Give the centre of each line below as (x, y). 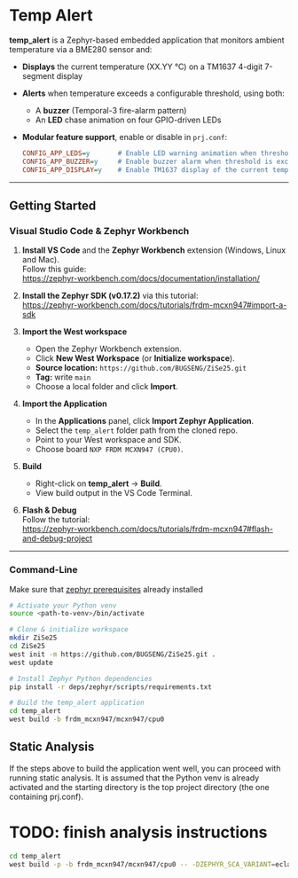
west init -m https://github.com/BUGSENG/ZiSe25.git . (113, 654)
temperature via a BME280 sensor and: (81, 49)
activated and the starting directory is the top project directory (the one (139, 787)
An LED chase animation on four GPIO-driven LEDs (128, 120)
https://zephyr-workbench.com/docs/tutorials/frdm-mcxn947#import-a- (154, 305)
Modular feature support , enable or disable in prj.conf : (125, 137)
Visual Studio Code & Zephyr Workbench (99, 231)
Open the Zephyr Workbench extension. (108, 349)
